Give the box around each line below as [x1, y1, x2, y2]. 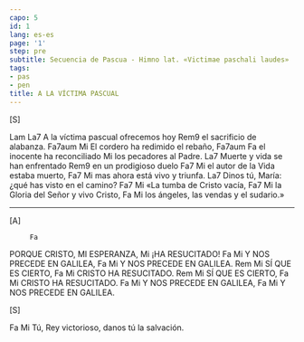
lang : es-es [9, 30, 54, 39]
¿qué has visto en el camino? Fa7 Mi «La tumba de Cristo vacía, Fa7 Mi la [9, 179, 282, 190]
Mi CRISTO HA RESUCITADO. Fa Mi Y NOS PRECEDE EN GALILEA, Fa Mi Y [9, 277, 286, 288]
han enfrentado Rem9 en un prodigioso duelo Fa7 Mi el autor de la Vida [9, 160, 275, 171]
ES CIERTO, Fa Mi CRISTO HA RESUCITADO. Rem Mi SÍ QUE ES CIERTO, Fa [9, 268, 290, 279]
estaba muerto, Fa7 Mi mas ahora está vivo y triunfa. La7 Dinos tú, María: [9, 169, 282, 181]
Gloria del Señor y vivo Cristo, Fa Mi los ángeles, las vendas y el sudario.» [9, 189, 285, 200]
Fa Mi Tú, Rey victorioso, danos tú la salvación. [9, 322, 185, 333]
